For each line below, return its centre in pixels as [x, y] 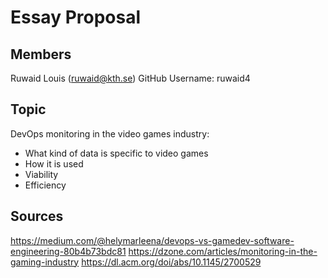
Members [41, 54]
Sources [37, 216]
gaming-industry [45, 262]
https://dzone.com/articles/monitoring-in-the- [223, 251]
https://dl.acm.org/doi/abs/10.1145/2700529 [171, 262]
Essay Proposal [76, 17]
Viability [41, 174]
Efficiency [45, 185]
